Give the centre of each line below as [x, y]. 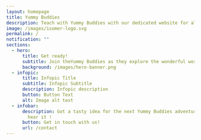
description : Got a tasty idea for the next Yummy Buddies [97, 111]
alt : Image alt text [48, 100]
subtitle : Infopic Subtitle [57, 84]
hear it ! [40, 117]
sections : [19, 45]
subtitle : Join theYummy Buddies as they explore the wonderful [104, 61]
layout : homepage [28, 12]
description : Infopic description [65, 89]
